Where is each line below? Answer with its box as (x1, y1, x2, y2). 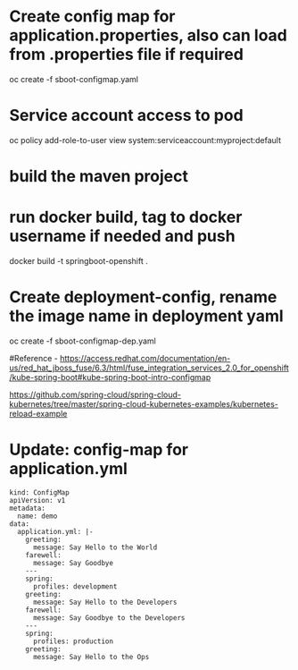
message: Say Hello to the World (32, 543, 158, 552)
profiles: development (32, 581, 118, 591)
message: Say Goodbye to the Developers (32, 613, 186, 623)
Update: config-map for (9, 440, 189, 460)
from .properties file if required (9, 45, 244, 64)
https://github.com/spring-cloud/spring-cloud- (9, 389, 181, 400)
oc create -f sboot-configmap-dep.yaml (9, 335, 156, 346)
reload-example (9, 408, 68, 419)
